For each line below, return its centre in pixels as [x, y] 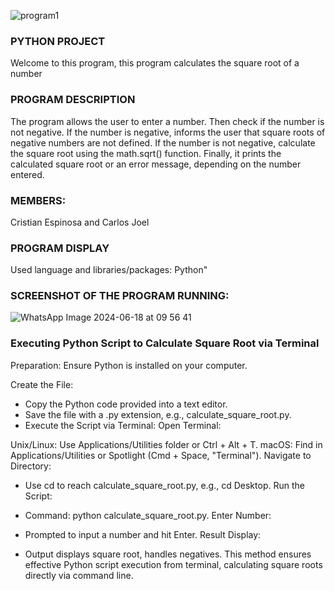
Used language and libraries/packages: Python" [109, 270]
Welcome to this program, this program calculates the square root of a [155, 63]
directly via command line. [79, 575]
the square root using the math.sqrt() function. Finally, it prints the [146, 153]
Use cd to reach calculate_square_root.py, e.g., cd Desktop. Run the [164, 485]
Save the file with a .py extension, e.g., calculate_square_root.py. [158, 414]
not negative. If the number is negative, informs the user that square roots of [168, 132]
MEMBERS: [38, 200]
